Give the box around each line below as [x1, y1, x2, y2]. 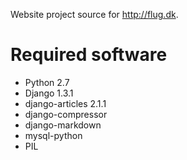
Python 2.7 [24, 76, 70, 88]
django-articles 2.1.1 [24, 97, 107, 109]
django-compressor [24, 108, 108, 120]
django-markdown [24, 119, 102, 131]
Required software [10, 44, 168, 66]
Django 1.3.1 [24, 87, 74, 99]
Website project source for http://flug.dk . [10, 9, 179, 20]
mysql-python [24, 129, 83, 141]
